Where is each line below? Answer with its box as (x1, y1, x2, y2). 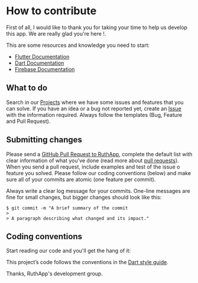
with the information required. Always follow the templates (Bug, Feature (6, 111, 183, 118)
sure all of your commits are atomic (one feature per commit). (6, 176, 156, 183)
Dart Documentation (14, 59, 64, 66)
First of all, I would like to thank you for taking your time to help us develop (6, 24, 188, 31)
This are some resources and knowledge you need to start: (6, 42, 150, 49)
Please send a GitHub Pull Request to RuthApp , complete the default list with (6, 150, 193, 158)
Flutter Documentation (14, 53, 70, 60)
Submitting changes (6, 135, 83, 145)
